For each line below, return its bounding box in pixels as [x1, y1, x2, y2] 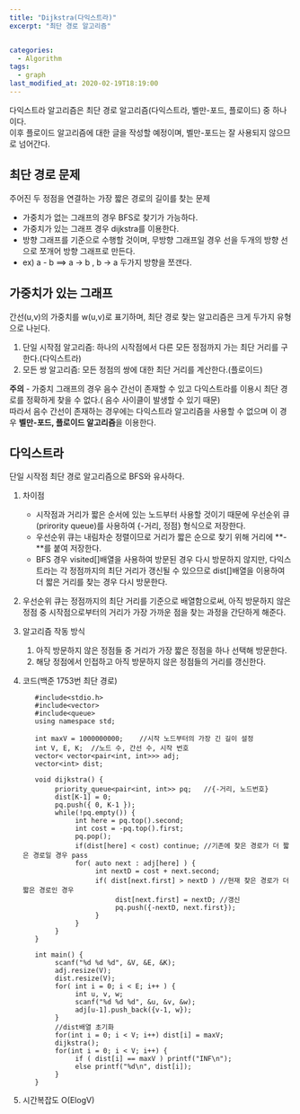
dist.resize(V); [55, 974, 116, 984]
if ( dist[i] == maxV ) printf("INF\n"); [75, 1055, 233, 1064]
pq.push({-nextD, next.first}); [115, 904, 236, 913]
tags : [9, 62, 30, 72]
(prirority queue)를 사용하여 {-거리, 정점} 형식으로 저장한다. [35, 520, 246, 531]
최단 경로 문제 [9, 167, 81, 182]
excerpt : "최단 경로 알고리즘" [9, 22, 111, 31]
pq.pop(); [75, 832, 112, 841]
